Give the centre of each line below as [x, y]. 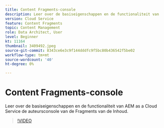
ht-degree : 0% [20, 64]
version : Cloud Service [29, 19]
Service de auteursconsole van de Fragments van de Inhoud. [67, 111]
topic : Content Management [33, 28]
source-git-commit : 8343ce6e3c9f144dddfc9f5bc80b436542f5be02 [70, 50]
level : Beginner [22, 37]
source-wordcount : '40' [29, 60]
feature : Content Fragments [34, 23]
